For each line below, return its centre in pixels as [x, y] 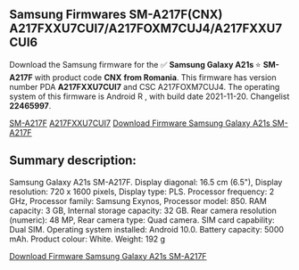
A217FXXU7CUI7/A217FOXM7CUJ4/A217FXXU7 [146, 29]
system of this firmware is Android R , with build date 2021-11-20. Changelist [149, 96]
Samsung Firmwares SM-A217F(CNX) [116, 15]
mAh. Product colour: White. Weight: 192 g [87, 239]
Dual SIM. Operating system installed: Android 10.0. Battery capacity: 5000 [146, 229]
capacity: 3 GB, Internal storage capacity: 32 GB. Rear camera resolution [143, 210]
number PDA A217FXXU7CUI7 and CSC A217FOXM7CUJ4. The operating [145, 86]
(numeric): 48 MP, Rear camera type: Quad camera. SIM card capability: [142, 220]
